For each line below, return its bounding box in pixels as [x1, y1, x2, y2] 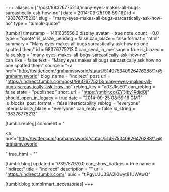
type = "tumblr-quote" [13, 20, 60, 26]
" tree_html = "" [5, 151, 38, 157]
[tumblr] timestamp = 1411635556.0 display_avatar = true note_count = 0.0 [5, 30, 159, 36]
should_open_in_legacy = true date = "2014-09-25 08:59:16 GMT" [5, 94, 143, 101]
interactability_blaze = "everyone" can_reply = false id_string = [5, 106, 136, 111]
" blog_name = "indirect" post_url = [37, 73, 111, 79]
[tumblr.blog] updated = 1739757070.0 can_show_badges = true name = [5, 161, 155, 166]
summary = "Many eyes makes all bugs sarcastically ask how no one [5, 41, 149, 47]
